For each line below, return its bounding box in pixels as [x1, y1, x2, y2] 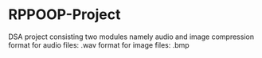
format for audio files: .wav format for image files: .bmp [8, 40, 190, 49]
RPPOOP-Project [8, 6, 121, 24]
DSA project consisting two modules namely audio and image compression [8, 32, 255, 41]
